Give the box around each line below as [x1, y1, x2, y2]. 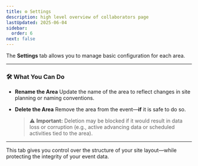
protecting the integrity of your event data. [6, 153, 110, 160]
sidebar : [6, 25, 28, 31]
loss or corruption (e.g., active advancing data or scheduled [29, 124, 175, 131]
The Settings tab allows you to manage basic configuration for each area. [6, 52, 186, 59]
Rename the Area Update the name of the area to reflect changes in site [14, 88, 190, 95]
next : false [6, 36, 35, 42]
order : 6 [11, 31, 33, 36]
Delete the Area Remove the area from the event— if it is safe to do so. [14, 106, 186, 113]
